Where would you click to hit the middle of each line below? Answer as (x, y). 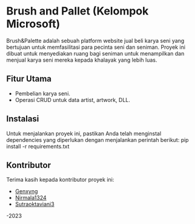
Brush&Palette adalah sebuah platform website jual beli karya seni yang (95, 40)
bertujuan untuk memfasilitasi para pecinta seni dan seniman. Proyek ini (96, 47)
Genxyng (26, 191)
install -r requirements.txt (38, 146)
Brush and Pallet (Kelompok (78, 11)
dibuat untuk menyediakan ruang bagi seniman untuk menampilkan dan (95, 53)
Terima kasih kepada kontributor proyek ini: (60, 180)
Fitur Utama (29, 79)
